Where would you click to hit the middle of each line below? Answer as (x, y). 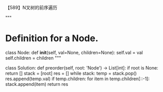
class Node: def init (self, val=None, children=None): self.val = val (74, 52)
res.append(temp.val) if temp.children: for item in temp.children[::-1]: (77, 79)
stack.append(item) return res (37, 84)
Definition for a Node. (52, 39)
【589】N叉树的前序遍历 (31, 7)
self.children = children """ (33, 58)
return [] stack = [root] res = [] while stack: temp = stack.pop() (71, 73)
